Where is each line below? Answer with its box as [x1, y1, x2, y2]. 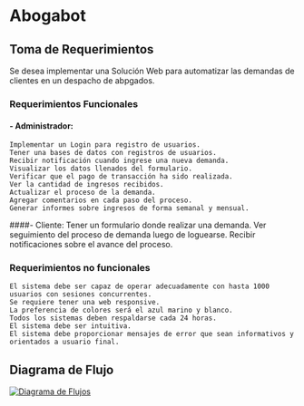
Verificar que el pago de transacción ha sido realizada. [9, 172, 233, 181]
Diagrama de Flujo [9, 362, 114, 377]
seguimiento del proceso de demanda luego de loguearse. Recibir [9, 229, 256, 240]
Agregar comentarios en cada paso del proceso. [9, 196, 193, 205]
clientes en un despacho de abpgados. [9, 75, 155, 86]
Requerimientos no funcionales [9, 262, 151, 275]
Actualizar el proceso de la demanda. [9, 188, 156, 198]
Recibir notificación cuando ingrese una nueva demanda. [9, 156, 230, 166]
